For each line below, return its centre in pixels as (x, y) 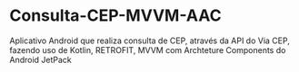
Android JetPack (41, 59)
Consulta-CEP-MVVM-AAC (115, 16)
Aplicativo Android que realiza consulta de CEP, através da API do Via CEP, (150, 40)
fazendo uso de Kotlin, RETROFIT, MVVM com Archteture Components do (148, 49)
